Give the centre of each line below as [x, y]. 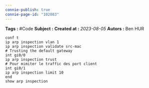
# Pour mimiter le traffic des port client [51, 64]
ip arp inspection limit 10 [34, 73]
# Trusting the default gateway [39, 51]
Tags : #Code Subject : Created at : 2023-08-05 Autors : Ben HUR [74, 28]
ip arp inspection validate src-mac [43, 46]
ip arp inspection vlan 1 [32, 42]
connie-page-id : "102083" [32, 14]
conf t [12, 38]
